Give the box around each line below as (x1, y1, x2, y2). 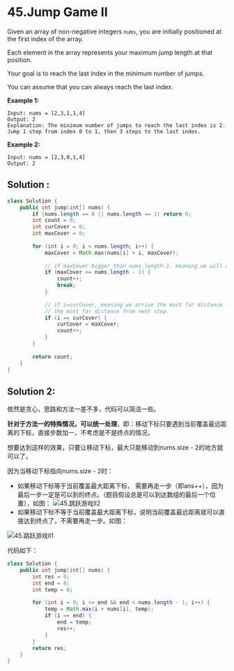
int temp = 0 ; (32, 586, 73, 593)
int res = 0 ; (32, 573, 70, 580)
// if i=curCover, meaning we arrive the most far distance (44, 301, 223, 308)
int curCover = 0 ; (32, 223, 86, 230)
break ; (56, 282, 77, 289)
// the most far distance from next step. (44, 308, 170, 315)
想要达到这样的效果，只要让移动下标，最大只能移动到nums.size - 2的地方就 (7, 443, 224, 452)
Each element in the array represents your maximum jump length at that (7, 48, 213, 57)
